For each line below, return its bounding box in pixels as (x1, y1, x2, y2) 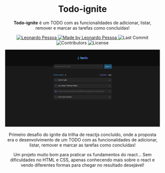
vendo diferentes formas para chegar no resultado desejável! (20, 162, 145, 168)
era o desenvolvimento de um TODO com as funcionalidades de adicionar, (7, 137, 158, 143)
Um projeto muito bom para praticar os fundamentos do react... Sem (13, 152, 152, 158)
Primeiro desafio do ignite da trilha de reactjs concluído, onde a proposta (8, 132, 157, 138)
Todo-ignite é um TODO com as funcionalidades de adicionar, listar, (13, 20, 152, 26)
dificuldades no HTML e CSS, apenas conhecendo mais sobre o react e (10, 157, 155, 163)
